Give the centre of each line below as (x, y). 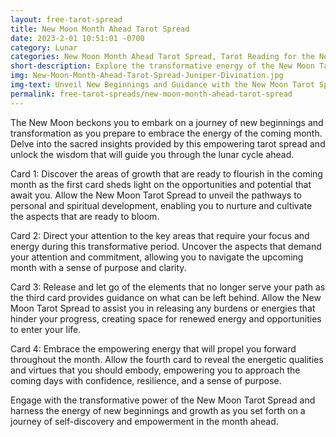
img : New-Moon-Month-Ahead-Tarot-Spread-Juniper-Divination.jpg (147, 76)
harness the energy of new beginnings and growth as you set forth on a (158, 410)
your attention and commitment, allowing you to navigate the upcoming (157, 257)
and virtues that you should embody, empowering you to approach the (155, 370)
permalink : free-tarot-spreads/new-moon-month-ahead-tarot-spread (151, 94)
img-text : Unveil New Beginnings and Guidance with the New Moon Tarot (162, 85)
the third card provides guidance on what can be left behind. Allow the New (166, 297)
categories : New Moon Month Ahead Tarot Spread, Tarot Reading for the (162, 57)
